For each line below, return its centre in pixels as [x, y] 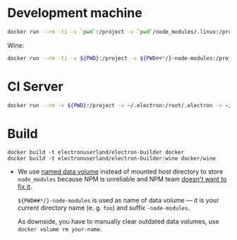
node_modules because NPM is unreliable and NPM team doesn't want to [122, 179]
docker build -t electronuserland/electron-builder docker [96, 152]
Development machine [75, 13]
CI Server [35, 86]
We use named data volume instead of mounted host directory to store [120, 172]
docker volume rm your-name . [60, 229]
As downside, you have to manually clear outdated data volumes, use [119, 222]
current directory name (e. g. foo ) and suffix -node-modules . [104, 208]
